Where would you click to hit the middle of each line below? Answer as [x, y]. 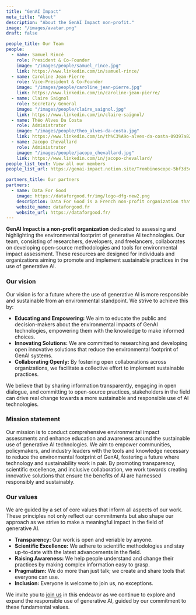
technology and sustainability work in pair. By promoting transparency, [91, 463]
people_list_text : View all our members [56, 164]
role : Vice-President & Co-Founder [60, 82]
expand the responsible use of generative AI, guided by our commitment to [96, 601]
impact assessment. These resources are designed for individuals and [90, 254]
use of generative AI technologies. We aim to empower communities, [89, 444]
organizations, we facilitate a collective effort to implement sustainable [99, 368]
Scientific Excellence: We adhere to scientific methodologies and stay [99, 546]
